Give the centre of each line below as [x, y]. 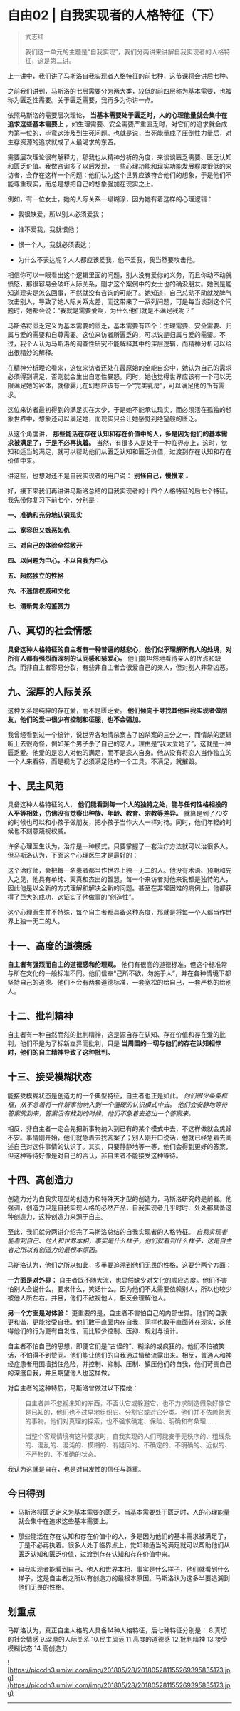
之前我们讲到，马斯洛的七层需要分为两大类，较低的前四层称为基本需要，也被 [120, 91]
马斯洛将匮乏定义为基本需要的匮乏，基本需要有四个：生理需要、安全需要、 [116, 326]
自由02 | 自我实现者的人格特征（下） [115, 15]
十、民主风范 [36, 786]
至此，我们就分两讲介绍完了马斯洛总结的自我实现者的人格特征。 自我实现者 [118, 1231]
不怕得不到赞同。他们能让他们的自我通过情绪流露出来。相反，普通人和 [122, 1355]
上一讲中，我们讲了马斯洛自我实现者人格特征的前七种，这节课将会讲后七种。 [120, 76]
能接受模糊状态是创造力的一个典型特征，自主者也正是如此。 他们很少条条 [114, 1095]
